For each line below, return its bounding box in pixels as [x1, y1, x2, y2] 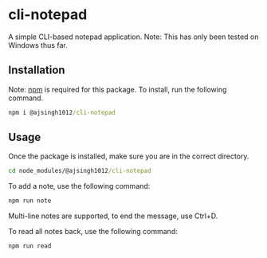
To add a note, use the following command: [8, 182, 151, 191]
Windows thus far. [8, 40, 68, 49]
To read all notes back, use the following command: [8, 227, 178, 236]
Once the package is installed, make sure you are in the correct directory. [8, 151, 249, 161]
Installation [8, 64, 65, 77]
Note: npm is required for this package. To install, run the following [8, 84, 227, 94]
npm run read [8, 242, 52, 250]
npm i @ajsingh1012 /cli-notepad [8, 108, 116, 116]
